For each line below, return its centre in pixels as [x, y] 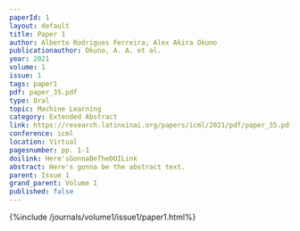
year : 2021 [29, 59]
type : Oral [29, 100]
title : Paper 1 [37, 34]
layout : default [39, 26]
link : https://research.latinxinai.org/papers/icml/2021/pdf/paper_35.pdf [151, 126]
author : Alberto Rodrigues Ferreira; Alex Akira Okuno [113, 42]
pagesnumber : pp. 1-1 [50, 150]
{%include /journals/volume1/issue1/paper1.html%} [103, 217]
